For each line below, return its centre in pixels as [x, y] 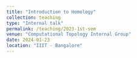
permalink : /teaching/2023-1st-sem [51, 29]
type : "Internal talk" [35, 23]
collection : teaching [34, 18]
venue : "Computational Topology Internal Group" [69, 34]
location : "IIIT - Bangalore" [45, 46]
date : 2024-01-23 [28, 40]
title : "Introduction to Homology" [51, 12]
